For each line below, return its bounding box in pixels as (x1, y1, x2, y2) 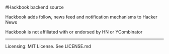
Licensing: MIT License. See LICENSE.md (5, 43, 92, 49)
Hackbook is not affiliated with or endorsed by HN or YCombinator (5, 29, 143, 34)
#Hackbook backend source (5, 4, 64, 10)
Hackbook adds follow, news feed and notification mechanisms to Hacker (5, 14, 157, 19)
